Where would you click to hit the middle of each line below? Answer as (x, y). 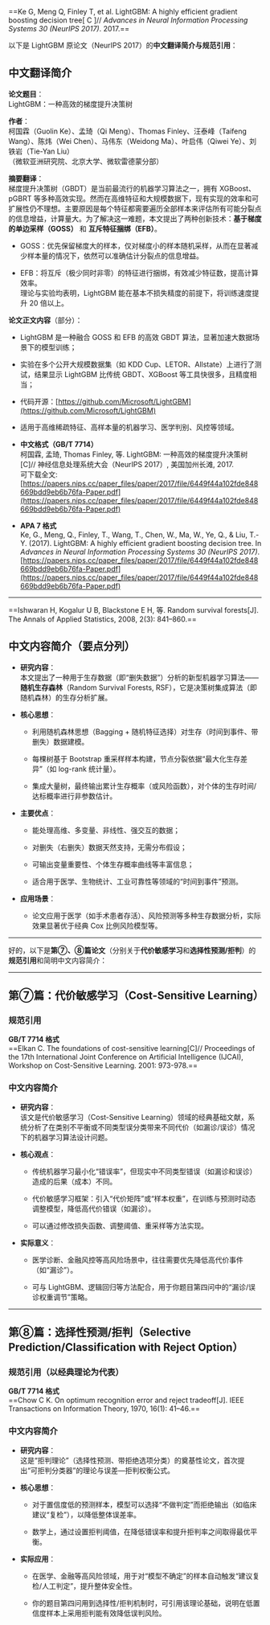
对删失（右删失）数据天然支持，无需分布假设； (109, 847)
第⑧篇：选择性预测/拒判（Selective (100, 1332)
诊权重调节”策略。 (62, 1297)
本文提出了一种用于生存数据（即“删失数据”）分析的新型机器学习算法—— (139, 677)
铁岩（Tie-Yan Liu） (41, 151)
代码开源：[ (39, 401)
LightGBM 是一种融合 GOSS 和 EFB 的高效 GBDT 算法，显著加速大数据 (136, 337)
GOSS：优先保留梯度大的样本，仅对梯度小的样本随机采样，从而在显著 (135, 245)
